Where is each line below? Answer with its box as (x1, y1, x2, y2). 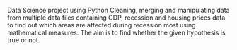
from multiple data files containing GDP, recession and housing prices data (7, 13, 226, 22)
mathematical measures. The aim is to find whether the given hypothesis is (7, 28, 226, 37)
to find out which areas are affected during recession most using (7, 21, 196, 29)
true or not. (7, 36, 40, 44)
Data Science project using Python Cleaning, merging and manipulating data (7, 6, 230, 14)
